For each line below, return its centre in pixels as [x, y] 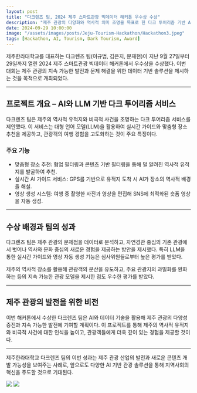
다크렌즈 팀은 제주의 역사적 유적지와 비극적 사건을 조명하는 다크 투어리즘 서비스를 [98, 119]
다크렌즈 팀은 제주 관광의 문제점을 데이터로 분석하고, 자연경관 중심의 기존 [89, 242]
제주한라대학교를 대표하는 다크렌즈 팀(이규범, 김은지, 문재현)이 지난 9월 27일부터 [98, 56]
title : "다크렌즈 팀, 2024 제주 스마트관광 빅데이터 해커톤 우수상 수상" [83, 17]
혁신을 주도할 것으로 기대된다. [40, 372]
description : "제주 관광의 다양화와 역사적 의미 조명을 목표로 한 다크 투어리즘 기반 [96, 22]
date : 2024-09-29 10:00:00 [39, 28]
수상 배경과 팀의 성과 [41, 227]
